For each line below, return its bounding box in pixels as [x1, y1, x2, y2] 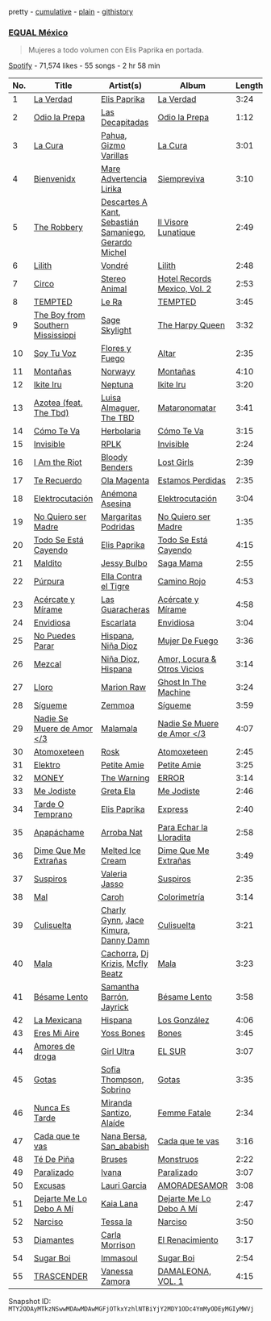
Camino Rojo [157, 576, 206, 587]
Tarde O [33, 799, 65, 810]
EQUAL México [8, 27, 69, 38]
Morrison [100, 1239, 135, 1251]
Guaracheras [100, 604, 151, 616]
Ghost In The [157, 677, 207, 688]
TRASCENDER [33, 1271, 89, 1282]
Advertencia [100, 173, 148, 185]
